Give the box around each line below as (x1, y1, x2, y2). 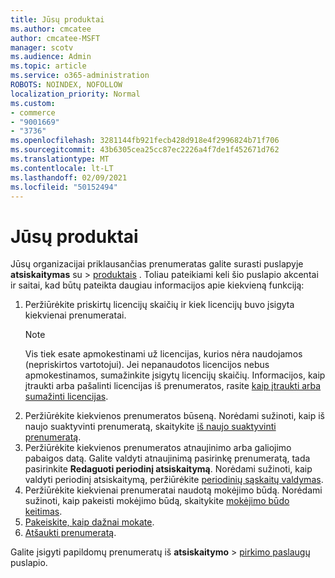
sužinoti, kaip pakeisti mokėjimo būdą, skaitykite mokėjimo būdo (24, 495, 290, 507)
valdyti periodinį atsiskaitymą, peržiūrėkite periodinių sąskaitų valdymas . (24, 474, 324, 486)
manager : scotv (10, 42, 74, 53)
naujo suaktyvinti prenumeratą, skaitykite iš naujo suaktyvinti (24, 421, 277, 433)
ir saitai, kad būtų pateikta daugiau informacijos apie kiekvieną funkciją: (10, 279, 305, 291)
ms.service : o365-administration (10, 71, 150, 81)
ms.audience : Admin (10, 52, 92, 62)
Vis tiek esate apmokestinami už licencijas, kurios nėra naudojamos (24, 348, 303, 360)
